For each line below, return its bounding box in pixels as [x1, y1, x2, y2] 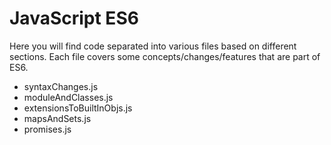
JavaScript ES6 [9, 7, 139, 30]
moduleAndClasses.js [23, 91, 114, 103]
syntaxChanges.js [23, 80, 99, 92]
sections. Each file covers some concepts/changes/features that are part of [9, 50, 321, 62]
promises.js [23, 123, 72, 135]
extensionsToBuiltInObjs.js [23, 102, 133, 114]
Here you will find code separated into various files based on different [9, 40, 297, 52]
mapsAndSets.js [23, 112, 92, 124]
